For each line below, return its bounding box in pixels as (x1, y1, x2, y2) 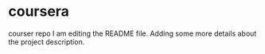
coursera (8, 2, 70, 21)
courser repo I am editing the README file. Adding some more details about (8, 29, 257, 38)
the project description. (8, 37, 85, 46)
